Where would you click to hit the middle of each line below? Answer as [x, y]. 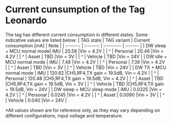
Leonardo [26, 20]
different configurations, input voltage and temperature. [64, 116]
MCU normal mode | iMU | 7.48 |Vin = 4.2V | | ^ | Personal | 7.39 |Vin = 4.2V [85, 62]
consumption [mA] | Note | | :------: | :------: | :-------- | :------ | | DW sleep [86, 45]
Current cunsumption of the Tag [75, 10]
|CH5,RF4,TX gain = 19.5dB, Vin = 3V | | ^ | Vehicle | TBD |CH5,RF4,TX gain [85, 84]
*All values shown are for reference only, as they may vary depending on [83, 110]
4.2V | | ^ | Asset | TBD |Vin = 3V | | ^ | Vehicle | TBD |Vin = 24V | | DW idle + [86, 56]
